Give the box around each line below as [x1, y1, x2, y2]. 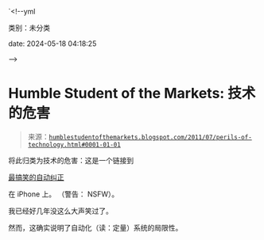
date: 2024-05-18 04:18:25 [8, 39, 97, 48]
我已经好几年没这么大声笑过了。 [8, 206, 113, 215]
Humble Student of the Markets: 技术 [8, 85, 256, 102]
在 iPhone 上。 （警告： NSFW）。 [8, 189, 119, 199]
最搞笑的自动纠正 [8, 172, 64, 181]
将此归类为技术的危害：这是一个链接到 [8, 155, 134, 165]
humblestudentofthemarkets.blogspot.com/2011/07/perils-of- [49, 133, 252, 141]
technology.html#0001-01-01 [27, 140, 121, 149]
